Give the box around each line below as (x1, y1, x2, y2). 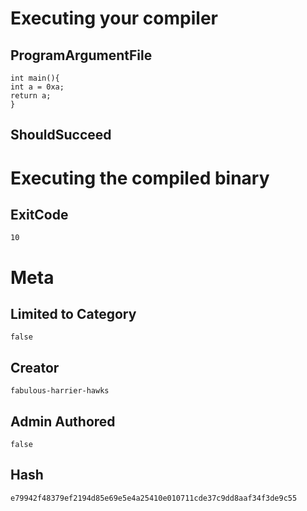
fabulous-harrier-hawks (10, 386, 110, 396)
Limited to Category (10, 305, 137, 322)
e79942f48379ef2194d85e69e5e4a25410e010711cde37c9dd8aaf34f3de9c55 (10, 493, 298, 503)
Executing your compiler (10, 7, 218, 30)
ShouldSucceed (10, 127, 112, 144)
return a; (10, 91, 52, 101)
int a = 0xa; (10, 82, 65, 92)
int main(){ (10, 73, 60, 83)
